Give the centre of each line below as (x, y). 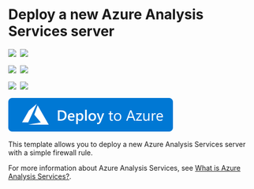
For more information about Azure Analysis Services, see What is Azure (124, 168)
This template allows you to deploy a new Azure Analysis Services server (127, 144)
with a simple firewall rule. (50, 153)
